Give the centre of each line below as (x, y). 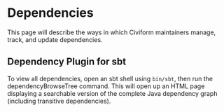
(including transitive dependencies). (59, 101)
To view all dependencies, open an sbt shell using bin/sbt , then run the (110, 78)
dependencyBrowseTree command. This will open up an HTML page (106, 86)
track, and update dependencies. (55, 39)
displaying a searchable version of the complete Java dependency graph (112, 93)
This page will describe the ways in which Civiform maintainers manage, (112, 32)
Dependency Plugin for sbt (67, 62)
